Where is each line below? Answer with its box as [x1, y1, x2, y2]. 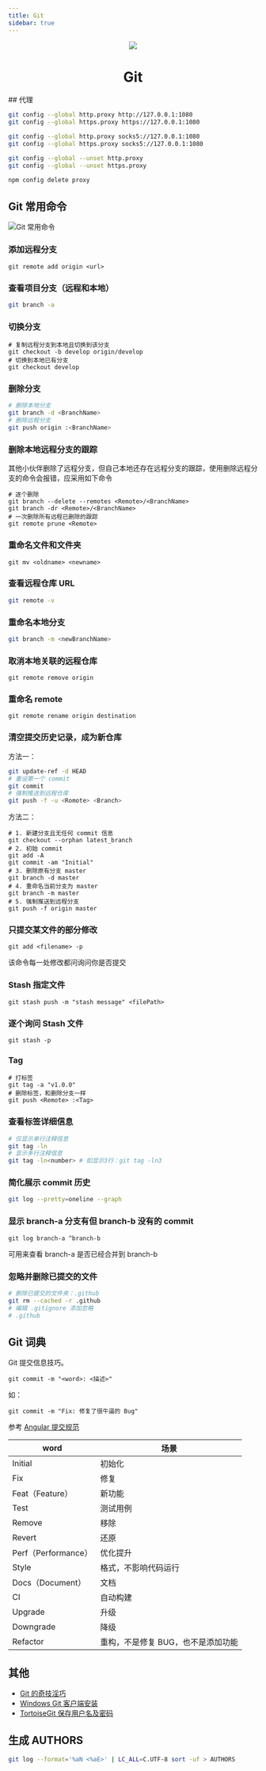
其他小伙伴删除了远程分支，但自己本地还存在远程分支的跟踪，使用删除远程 [8, 464, 251, 473]
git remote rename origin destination [8, 712, 136, 720]
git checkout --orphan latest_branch [8, 837, 133, 845]
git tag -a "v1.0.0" [8, 1081, 77, 1090]
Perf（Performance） [12, 1548, 93, 1559]
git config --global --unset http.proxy [8, 154, 144, 162]
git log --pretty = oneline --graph [8, 1196, 123, 1204]
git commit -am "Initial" [8, 859, 93, 867]
